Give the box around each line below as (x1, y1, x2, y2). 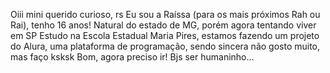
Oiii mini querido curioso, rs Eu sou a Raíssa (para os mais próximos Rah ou (10, 9, 321, 20)
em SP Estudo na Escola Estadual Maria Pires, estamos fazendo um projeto (10, 30, 320, 41)
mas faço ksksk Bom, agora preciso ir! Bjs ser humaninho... (10, 51, 255, 63)
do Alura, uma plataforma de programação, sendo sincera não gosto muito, (10, 40, 321, 52)
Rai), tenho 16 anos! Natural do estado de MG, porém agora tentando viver (10, 19, 317, 31)
